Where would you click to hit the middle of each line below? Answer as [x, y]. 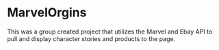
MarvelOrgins [47, 13]
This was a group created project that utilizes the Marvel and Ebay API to [110, 32]
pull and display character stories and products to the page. [91, 38]
